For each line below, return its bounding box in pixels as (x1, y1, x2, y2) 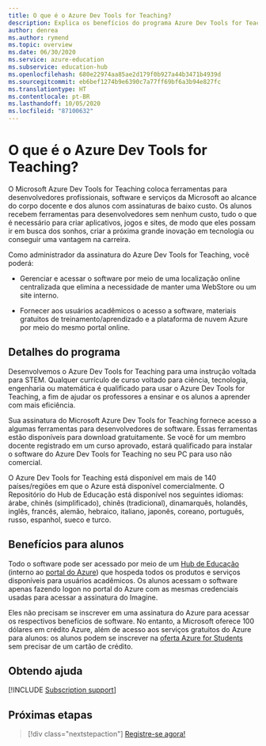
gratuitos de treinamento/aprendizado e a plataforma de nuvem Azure (19, 314, 248, 324)
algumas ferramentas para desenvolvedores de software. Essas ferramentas (8, 424, 258, 434)
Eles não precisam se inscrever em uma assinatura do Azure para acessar (8, 608, 249, 617)
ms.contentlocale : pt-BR (8, 93, 90, 100)
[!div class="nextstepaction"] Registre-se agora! (27, 729, 186, 739)
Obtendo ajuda (8, 664, 83, 677)
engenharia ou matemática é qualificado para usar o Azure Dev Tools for (8, 383, 245, 392)
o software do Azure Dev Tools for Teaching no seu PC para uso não (8, 449, 232, 459)
